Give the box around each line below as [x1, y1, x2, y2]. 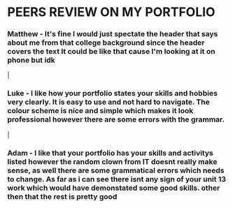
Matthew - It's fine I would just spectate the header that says [7, 29, 218, 39]
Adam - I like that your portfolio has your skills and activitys [7, 148, 213, 158]
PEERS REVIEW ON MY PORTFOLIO [7, 4, 216, 20]
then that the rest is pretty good [7, 191, 118, 201]
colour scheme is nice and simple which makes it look [7, 106, 194, 116]
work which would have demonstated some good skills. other [7, 183, 220, 193]
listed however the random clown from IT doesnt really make [7, 156, 218, 166]
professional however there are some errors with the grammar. [7, 114, 225, 124]
